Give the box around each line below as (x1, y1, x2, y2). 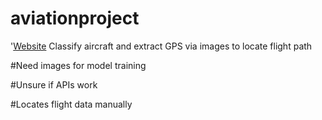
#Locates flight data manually (10, 98, 133, 110)
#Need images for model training (10, 59, 147, 71)
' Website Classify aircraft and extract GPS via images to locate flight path (10, 40, 313, 52)
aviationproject (10, 7, 140, 30)
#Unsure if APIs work (10, 78, 98, 91)
